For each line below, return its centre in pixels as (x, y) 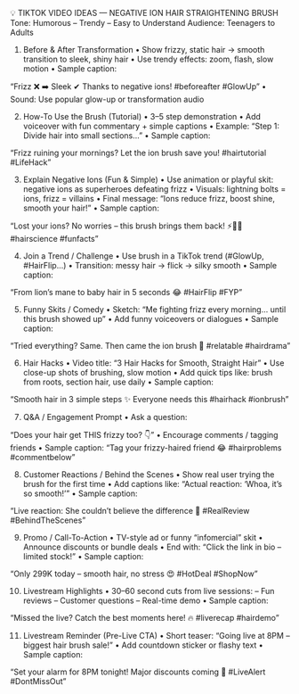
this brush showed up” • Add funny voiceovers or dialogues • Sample (151, 319)
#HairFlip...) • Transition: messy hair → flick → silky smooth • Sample (150, 265)
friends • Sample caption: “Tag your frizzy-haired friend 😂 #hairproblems (146, 448)
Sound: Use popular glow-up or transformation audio (107, 99)
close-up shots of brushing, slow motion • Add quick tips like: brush (148, 372)
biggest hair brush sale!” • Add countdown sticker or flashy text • (143, 645)
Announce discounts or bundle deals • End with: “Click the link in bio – (152, 547)
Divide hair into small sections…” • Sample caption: (117, 136)
